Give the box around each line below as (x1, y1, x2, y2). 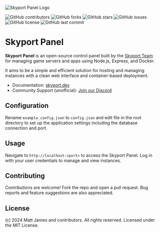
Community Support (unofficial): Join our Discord (12, 87, 112, 93)
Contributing (5, 172, 45, 180)
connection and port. (5, 125, 47, 131)
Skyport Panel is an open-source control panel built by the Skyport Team (5, 52, 153, 58)
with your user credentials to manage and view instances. (5, 157, 121, 163)
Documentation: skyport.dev (12, 82, 70, 88)
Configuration (5, 102, 49, 110)
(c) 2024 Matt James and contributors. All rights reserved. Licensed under (5, 217, 155, 223)
